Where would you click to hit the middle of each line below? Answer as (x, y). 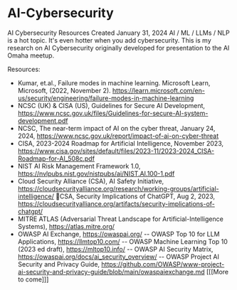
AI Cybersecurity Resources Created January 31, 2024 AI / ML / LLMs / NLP (118, 33)
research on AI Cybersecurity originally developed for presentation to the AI (118, 48)
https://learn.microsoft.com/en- (159, 90)
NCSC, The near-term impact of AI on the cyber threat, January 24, (116, 128)
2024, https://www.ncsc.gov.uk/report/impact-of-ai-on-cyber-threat (118, 136)
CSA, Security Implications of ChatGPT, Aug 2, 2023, (137, 196)
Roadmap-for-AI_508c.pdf (56, 159)
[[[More (217, 272)
